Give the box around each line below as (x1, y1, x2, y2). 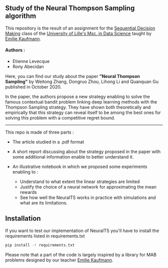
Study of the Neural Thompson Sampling (5, 4, 135, 12)
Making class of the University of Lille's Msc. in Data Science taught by (5, 30, 151, 36)
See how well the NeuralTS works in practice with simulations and (19, 194, 156, 200)
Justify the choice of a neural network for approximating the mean (19, 184, 156, 190)
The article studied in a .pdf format (12, 139, 84, 145)
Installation (5, 214, 41, 223)
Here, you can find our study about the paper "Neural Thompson (5, 73, 140, 79)
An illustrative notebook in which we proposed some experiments (12, 163, 147, 169)
